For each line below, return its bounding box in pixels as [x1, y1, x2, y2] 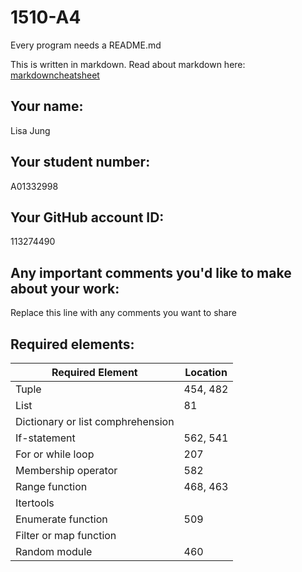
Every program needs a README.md [10, 39, 162, 51]
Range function [15, 480, 88, 493]
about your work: [10, 280, 120, 297]
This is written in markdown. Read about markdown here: [10, 58, 246, 70]
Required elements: [10, 336, 135, 353]
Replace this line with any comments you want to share [10, 307, 237, 319]
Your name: [10, 98, 84, 115]
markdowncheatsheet [10, 69, 100, 81]
